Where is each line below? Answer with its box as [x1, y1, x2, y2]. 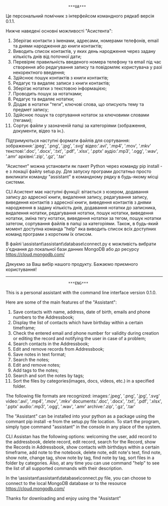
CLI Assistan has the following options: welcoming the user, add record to [5, 434, 157, 439]
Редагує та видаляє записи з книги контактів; [12, 80, 110, 86]
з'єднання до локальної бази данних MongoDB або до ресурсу [5, 246, 139, 252]
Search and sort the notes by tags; [12, 373, 84, 379]
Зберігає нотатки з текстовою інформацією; [12, 85, 107, 91]
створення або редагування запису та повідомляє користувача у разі [12, 64, 163, 70]
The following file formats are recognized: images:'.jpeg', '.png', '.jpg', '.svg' [5, 393, 160, 399]
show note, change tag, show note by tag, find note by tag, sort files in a [5, 455, 155, 461]
